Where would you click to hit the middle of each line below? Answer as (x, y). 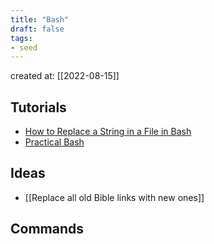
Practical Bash (54, 142)
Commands (47, 229)
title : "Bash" (40, 19)
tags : (21, 38)
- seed (24, 47)
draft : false (37, 29)
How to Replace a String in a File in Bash (108, 132)
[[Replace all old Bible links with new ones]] (114, 197)
